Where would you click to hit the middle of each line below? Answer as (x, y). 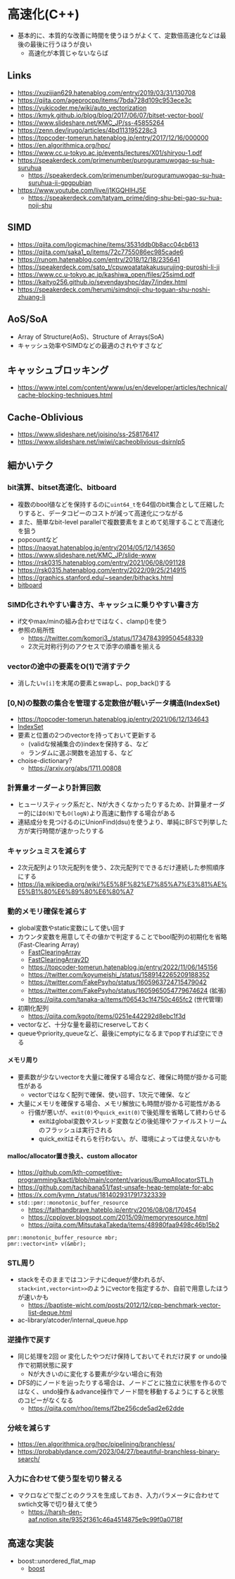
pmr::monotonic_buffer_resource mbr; (63, 1237)
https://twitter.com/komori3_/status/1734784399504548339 (116, 638)
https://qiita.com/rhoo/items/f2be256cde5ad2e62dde (106, 1408)
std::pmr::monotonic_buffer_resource (73, 1203)
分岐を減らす (29, 1428)
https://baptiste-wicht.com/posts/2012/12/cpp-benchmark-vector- (124, 1305)
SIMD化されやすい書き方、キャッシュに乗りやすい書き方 (103, 604)
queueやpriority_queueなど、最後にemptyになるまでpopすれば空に (114, 1033)
